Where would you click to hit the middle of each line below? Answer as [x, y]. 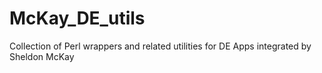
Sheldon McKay [42, 56]
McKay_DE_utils [77, 18]
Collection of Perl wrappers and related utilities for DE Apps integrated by [160, 46]
